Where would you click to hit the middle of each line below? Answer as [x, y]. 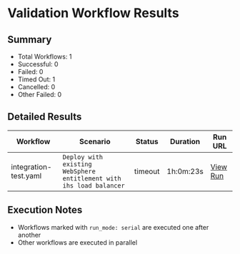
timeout [147, 171]
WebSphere [79, 171]
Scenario [95, 141]
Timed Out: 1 [36, 79]
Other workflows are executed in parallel [77, 242]
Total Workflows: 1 [45, 56]
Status [147, 141]
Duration [185, 141]
